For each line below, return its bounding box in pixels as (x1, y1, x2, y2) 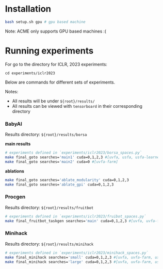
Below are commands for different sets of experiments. (5, 79, 115, 85)
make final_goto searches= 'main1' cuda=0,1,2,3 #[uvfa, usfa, (5, 154, 133, 160)
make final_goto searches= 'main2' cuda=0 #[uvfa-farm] (5, 159, 118, 164)
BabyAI (5, 120, 22, 127)
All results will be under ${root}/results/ (12, 98, 95, 104)
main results (5, 141, 31, 147)
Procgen (5, 193, 26, 200)
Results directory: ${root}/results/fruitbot (5, 204, 94, 210)
